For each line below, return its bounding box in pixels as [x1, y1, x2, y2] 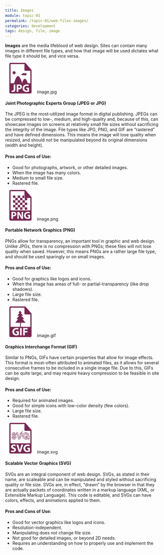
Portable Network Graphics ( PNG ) [5, 227, 75, 233]
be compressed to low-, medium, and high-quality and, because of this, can [5, 116, 158, 122]
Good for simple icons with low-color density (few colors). [12, 403, 130, 409]
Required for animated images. [12, 398, 74, 404]
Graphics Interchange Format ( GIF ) [5, 344, 77, 350]
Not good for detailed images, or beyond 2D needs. [12, 535, 116, 541]
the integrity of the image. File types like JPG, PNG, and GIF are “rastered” [5, 126, 155, 132]
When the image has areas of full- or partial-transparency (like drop [12, 281, 149, 287]
